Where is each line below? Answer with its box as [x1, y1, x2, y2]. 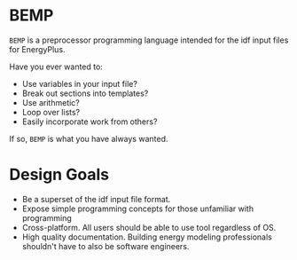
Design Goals [9, 165, 109, 185]
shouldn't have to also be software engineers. [21, 240, 190, 251]
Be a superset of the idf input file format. [21, 193, 171, 204]
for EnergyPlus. [9, 43, 66, 54]
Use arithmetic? [21, 97, 80, 107]
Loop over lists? [21, 106, 81, 117]
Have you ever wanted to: [9, 61, 104, 72]
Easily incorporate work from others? [21, 116, 158, 127]
